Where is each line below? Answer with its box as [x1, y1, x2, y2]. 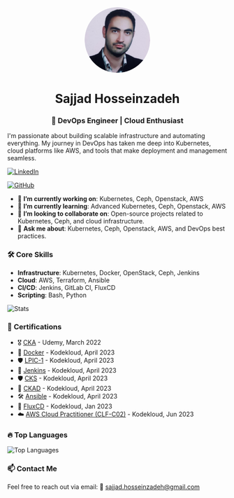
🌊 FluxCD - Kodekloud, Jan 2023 [17, 402, 113, 410]
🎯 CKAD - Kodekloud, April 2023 [17, 385, 112, 393]
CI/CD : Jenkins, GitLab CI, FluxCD [17, 283, 116, 291]
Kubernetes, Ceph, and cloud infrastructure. [17, 217, 145, 226]
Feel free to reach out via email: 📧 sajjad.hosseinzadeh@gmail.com [7, 483, 200, 491]
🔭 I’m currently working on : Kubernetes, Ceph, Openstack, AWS [17, 195, 204, 203]
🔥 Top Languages [7, 430, 68, 440]
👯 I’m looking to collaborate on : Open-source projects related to [17, 209, 204, 218]
